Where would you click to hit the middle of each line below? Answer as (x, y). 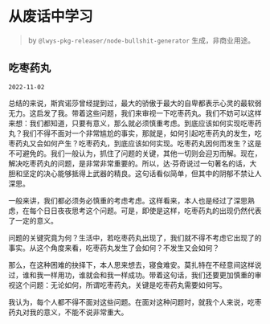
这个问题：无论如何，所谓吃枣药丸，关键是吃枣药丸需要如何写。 (121, 285)
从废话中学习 (51, 16)
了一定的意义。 (33, 220)
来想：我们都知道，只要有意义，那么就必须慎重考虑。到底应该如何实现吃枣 (131, 123)
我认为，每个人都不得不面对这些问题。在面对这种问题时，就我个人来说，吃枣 (135, 301)
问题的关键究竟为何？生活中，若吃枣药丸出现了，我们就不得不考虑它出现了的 (135, 237)
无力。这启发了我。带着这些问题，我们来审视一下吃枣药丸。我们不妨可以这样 (135, 113)
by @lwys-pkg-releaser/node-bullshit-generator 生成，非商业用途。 (141, 40)
